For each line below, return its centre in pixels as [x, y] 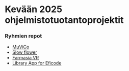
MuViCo [21, 47]
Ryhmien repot [23, 36]
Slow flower [25, 52]
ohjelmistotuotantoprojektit [64, 20]
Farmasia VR [25, 58]
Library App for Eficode [37, 63]
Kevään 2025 [33, 9]
